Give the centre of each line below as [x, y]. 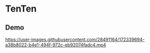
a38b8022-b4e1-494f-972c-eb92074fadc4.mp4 [56, 45]
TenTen [21, 9]
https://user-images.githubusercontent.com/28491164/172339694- [75, 39]
